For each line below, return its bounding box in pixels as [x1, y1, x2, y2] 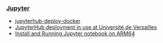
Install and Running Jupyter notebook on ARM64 [14, 30, 135, 37]
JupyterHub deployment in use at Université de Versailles [14, 24, 157, 31]
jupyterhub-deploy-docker [14, 18, 81, 25]
